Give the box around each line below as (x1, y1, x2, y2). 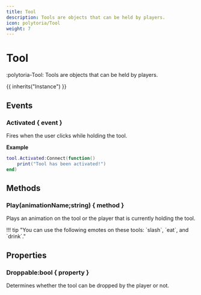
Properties (6, 250, 47, 260)
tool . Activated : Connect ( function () (6, 155, 96, 161)
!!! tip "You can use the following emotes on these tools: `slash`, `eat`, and (6, 227, 189, 234)
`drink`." (6, 233, 26, 240)
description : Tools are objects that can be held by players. (6, 14, 165, 20)
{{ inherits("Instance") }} (6, 83, 67, 90)
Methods (6, 183, 41, 193)
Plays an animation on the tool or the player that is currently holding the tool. (6, 214, 196, 222)
